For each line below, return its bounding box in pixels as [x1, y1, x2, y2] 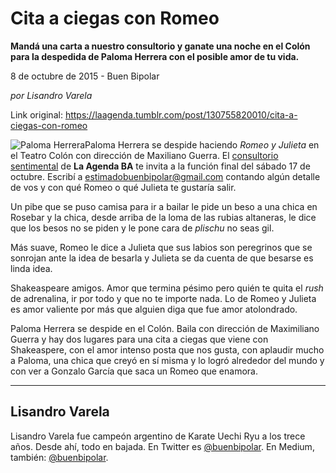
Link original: [10, 108, 63, 121]
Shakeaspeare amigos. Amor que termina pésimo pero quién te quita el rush [10, 282, 324, 294]
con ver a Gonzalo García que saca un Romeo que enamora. [10, 365, 258, 377]
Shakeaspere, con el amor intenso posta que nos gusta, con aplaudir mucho [10, 343, 325, 356]
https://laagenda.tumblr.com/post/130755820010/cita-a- [64, 108, 298, 121]
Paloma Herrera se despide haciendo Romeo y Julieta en [84, 138, 320, 151]
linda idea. [10, 262, 53, 274]
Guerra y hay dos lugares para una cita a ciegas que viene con [10, 333, 269, 345]
